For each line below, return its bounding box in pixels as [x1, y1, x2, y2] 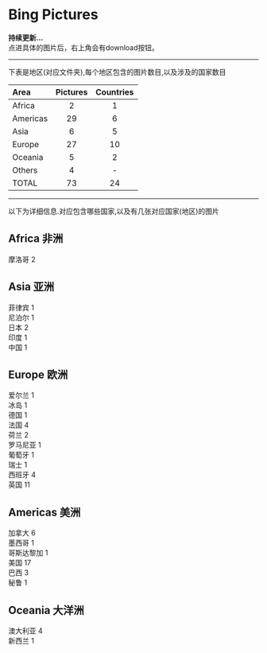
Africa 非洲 [8, 232, 64, 246]
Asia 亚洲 [8, 280, 55, 293]
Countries [95, 86, 134, 97]
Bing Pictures [8, 6, 99, 24]
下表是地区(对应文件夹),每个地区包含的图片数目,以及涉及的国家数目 [8, 67, 226, 76]
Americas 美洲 [8, 505, 81, 519]
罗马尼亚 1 [8, 440, 41, 450]
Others [12, 165, 38, 176]
